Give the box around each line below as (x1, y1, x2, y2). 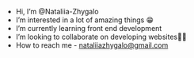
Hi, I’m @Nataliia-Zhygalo (15, 7, 99, 16)
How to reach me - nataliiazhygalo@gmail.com (15, 41, 169, 50)
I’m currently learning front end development (15, 24, 162, 33)
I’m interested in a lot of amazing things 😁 (15, 15, 154, 25)
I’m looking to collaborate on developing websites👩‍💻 (15, 32, 188, 41)
